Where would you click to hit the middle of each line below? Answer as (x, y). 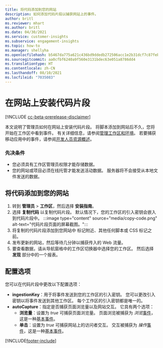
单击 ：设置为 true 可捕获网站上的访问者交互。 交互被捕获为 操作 (83, 325)
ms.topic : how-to (23, 46)
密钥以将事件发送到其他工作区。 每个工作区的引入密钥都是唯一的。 (79, 300)
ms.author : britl (23, 28)
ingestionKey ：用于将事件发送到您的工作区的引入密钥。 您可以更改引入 (84, 294)
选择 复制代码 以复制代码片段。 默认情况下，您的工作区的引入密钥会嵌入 (84, 212)
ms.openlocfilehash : (26, 55)
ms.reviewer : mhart (25, 23)
